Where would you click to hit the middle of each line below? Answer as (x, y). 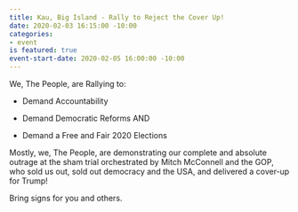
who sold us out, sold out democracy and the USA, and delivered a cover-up (149, 171)
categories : (31, 34)
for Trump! (29, 181)
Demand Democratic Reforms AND (86, 118)
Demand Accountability (65, 101)
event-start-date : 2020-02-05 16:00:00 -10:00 (97, 59)
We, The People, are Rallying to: (68, 84)
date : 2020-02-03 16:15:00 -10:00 (73, 26)
